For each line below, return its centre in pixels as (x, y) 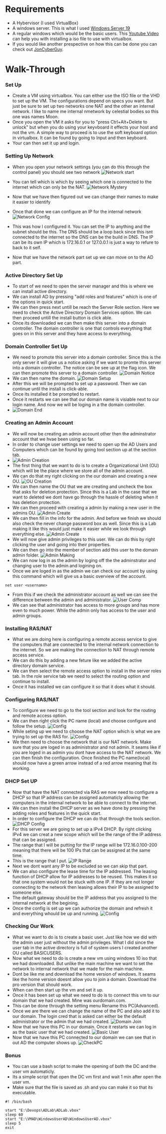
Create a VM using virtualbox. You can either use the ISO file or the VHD (86, 96)
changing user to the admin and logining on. (57, 566)
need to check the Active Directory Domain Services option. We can (82, 313)
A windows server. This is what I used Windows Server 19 (71, 28)
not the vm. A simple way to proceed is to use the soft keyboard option (84, 133)
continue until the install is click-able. (50, 389)
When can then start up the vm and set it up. (58, 990)
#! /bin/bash (19, 1102)
